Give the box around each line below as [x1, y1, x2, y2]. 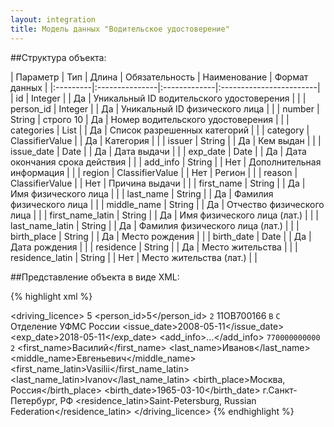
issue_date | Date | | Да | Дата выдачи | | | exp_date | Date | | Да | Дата [10, 145, 307, 157]
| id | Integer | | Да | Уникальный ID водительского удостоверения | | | [10, 92, 307, 104]
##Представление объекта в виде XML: [10, 271, 180, 283]
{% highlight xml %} [10, 290, 93, 302]
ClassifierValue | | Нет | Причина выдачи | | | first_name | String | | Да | [10, 177, 306, 189]
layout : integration [10, 14, 97, 25]
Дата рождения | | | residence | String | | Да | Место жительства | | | [10, 241, 298, 253]
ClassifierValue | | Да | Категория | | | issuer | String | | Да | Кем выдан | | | [10, 134, 322, 146]
